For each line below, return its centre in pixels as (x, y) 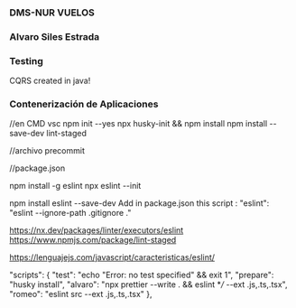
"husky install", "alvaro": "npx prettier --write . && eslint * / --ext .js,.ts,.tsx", (148, 285)
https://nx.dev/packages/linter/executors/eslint (97, 230)
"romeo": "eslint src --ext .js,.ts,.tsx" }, (81, 294)
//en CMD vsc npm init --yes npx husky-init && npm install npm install (139, 124)
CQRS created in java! (50, 81)
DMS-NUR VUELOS (52, 13)
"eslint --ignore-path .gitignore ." (70, 213)
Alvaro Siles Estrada (55, 36)
